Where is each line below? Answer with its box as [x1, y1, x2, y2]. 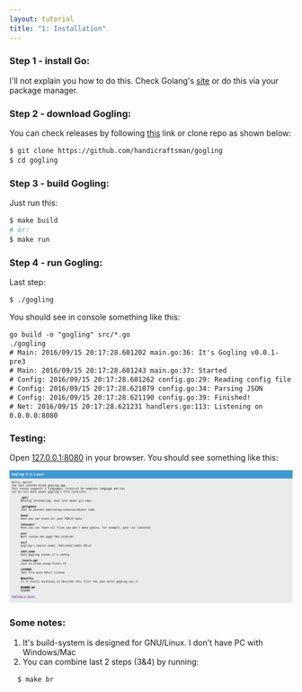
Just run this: [9, 198, 58, 209]
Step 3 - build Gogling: [9, 176, 110, 189]
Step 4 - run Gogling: [9, 256, 103, 269]
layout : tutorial [9, 14, 75, 23]
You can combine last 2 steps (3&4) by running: [22, 656, 200, 667]
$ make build [9, 216, 58, 225]
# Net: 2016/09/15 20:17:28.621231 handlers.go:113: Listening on [9, 401, 263, 411]
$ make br [17, 675, 54, 684]
